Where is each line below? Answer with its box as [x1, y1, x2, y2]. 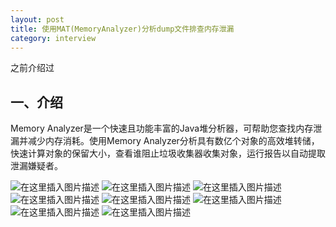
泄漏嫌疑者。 [10, 160, 63, 172]
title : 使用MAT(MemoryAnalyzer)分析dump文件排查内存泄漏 [10, 24, 235, 34]
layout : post [10, 14, 65, 25]
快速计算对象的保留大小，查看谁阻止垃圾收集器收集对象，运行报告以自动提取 [10, 147, 326, 160]
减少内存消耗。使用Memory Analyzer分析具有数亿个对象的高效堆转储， [27, 135, 320, 147]
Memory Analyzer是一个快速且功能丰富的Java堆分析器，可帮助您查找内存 [10, 122, 314, 135]
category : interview [10, 33, 97, 43]
